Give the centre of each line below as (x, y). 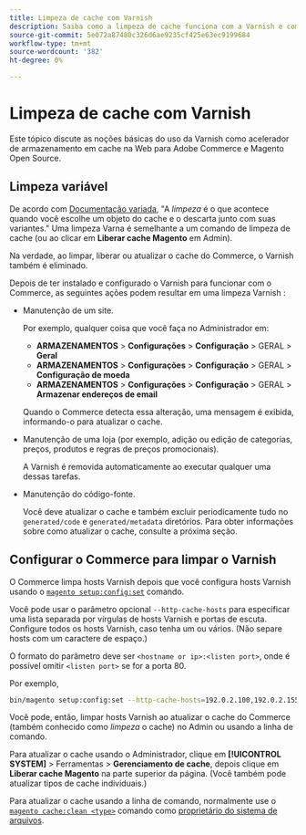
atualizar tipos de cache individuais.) (78, 783)
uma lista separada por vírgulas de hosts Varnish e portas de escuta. (138, 619)
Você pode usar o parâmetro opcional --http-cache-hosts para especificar (150, 609)
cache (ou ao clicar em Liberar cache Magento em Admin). (121, 237)
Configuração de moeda (83, 374)
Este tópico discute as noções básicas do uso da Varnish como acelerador (149, 139)
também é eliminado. (49, 265)
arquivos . (27, 820)
